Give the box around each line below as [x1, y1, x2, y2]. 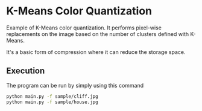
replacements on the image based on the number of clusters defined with [6, 30, 189, 37]
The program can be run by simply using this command [6, 82, 144, 89]
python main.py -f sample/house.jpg [6, 99, 98, 105]
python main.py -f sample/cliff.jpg [6, 93, 98, 100]
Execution [6, 66, 45, 76]
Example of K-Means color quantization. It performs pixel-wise [6, 24, 162, 31]
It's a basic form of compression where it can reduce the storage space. [6, 48, 186, 55]
